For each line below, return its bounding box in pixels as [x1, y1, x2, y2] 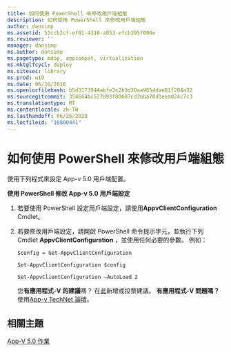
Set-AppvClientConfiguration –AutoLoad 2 [17, 273, 138, 281]
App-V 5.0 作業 [7, 337, 50, 345]
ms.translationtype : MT [7, 100, 76, 107]
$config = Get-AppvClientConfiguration [17, 249, 132, 257]
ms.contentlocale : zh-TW [7, 106, 79, 113]
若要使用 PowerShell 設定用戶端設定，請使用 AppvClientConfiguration [17, 204, 217, 212]
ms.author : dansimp [7, 49, 63, 56]
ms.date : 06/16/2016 [7, 81, 67, 87]
